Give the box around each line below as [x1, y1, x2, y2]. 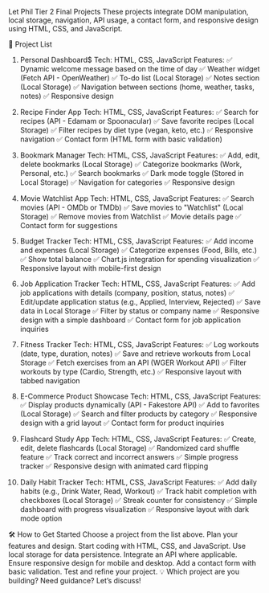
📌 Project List [8, 39, 52, 49]
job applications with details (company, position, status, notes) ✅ [19, 288, 235, 297]
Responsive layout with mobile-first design [19, 264, 162, 272]
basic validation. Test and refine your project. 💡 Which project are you [8, 566, 239, 576]
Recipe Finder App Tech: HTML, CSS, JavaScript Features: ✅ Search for [19, 108, 259, 117]
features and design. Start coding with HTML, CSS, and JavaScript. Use [8, 542, 247, 550]
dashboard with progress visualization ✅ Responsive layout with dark [19, 505, 250, 513]
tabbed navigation [19, 376, 80, 385]
